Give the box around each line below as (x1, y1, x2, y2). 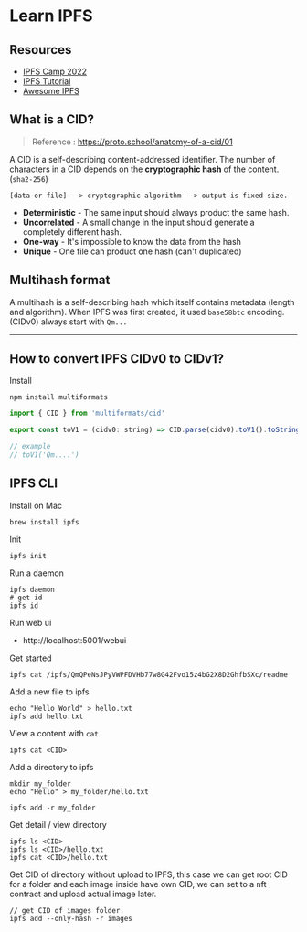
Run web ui (9, 617, 52, 628)
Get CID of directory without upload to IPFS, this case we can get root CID (9, 869, 288, 880)
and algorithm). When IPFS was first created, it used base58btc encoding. (9, 306, 285, 317)
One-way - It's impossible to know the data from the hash (22, 236, 242, 247)
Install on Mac (9, 500, 62, 511)
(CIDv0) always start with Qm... (9, 316, 128, 327)
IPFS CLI (9, 476, 58, 492)
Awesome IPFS (22, 86, 79, 96)
